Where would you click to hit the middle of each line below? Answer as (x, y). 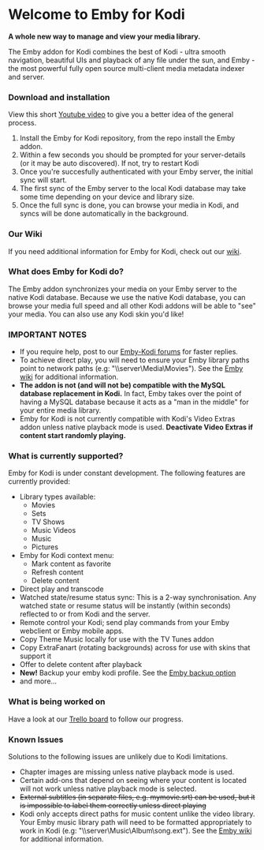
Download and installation (59, 97)
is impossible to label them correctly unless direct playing (113, 806)
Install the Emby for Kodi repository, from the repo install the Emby (127, 138)
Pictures (45, 547)
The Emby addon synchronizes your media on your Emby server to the (123, 289)
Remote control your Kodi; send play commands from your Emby (125, 623)
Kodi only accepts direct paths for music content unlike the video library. (137, 814)
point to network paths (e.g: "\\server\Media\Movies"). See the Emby (131, 369)
